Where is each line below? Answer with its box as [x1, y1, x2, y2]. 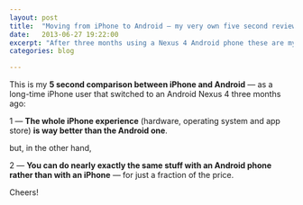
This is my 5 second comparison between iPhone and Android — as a [9, 79, 273, 90]
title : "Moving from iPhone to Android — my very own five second [9, 22, 269, 31]
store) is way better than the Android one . [9, 125, 169, 136]
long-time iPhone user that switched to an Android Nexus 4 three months [9, 89, 281, 100]
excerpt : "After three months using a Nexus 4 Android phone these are [9, 38, 284, 48]
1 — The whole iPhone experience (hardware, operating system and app [9, 116, 281, 127]
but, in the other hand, [9, 143, 92, 154]
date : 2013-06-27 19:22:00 [9, 30, 119, 39]
